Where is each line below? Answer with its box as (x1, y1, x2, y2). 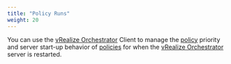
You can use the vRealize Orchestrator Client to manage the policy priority (7, 35, 221, 43)
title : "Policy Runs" (7, 10, 70, 17)
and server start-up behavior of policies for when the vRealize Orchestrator (7, 43, 224, 51)
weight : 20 (7, 17, 39, 23)
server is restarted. (7, 50, 62, 58)
